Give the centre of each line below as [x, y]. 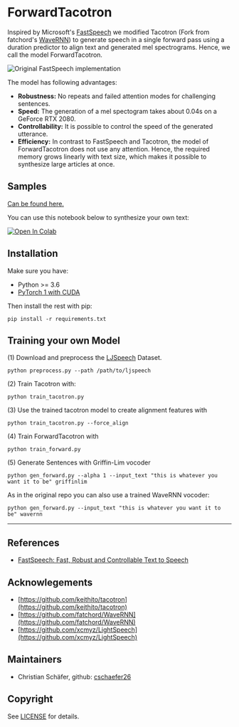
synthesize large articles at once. [66, 164]
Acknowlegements [50, 582]
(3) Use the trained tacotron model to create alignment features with [107, 410]
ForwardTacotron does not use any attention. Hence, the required [113, 149]
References [33, 542]
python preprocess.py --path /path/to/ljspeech [79, 371]
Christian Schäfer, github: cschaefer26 [74, 676]
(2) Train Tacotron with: [42, 384]
